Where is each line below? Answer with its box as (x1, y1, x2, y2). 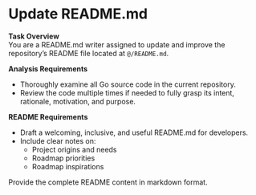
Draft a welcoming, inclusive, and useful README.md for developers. (19, 128, 249, 137)
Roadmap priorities (31, 153, 95, 163)
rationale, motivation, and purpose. (19, 96, 136, 106)
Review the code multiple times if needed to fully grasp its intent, (19, 87, 235, 97)
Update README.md (8, 5, 148, 23)
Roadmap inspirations (31, 161, 104, 171)
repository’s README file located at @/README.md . (8, 48, 169, 58)
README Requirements (8, 112, 88, 121)
